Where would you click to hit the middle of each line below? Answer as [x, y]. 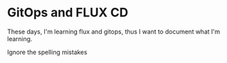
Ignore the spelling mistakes [47, 52]
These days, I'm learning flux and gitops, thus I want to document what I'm [113, 32]
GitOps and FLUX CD [68, 13]
